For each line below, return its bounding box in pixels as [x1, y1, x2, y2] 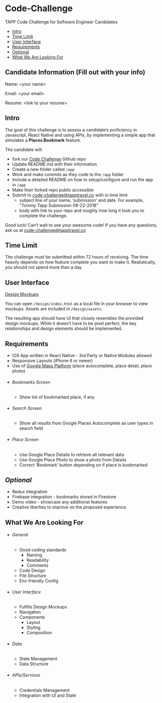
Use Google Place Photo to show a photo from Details [19, 457, 127, 462]
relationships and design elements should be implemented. [5, 326, 122, 331]
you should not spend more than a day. [5, 264, 83, 270]
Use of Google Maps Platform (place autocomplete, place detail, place [12, 363, 152, 369]
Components [19, 614, 45, 620]
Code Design [19, 568, 45, 573]
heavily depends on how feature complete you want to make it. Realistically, [5, 259, 156, 265]
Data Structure [19, 661, 49, 667]
